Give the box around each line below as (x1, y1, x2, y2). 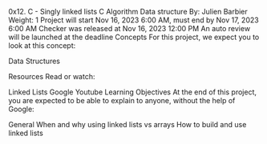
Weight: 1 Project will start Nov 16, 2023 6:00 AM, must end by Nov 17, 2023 (8, 15, 259, 25)
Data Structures (8, 56, 60, 66)
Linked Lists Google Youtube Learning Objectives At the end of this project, (8, 87, 257, 97)
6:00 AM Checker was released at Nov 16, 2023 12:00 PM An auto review (8, 24, 251, 33)
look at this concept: (8, 41, 76, 50)
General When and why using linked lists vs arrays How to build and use (8, 120, 247, 129)
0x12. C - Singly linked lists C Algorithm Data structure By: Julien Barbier (8, 7, 249, 16)
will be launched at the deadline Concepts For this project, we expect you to (8, 32, 260, 42)
